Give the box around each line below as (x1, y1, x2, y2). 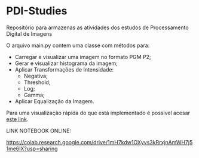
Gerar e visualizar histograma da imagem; (14, 60, 118, 67)
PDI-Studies (6, 4, 68, 18)
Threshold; (23, 79, 51, 86)
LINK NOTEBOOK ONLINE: (6, 127, 72, 134)
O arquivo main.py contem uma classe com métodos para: (6, 42, 150, 49)
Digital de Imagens (6, 30, 53, 37)
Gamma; (23, 91, 45, 98)
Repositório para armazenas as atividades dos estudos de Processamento (6, 24, 189, 31)
